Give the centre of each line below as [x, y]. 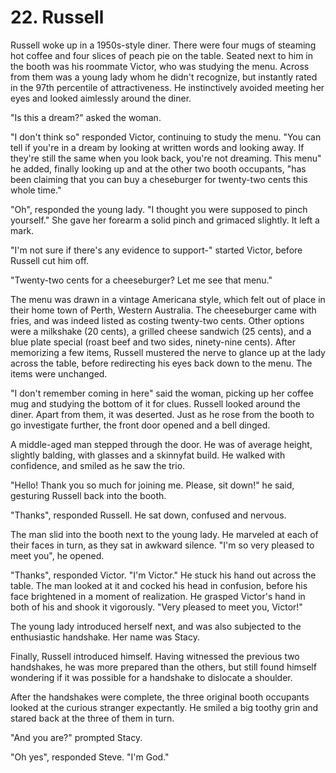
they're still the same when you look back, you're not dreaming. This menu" [166, 158]
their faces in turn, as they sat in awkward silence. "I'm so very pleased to [162, 545]
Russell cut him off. [50, 260]
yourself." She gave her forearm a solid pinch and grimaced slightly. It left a [165, 220]
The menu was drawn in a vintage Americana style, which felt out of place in [168, 299]
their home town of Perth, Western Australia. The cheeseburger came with [163, 310]
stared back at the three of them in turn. [92, 718]
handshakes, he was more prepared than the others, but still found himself [163, 667]
